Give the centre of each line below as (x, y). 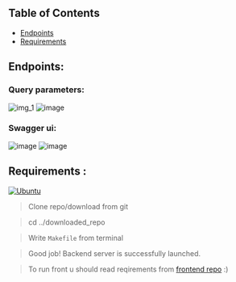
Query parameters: (46, 90)
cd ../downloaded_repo (66, 222)
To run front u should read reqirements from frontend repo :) (128, 269)
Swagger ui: (33, 128)
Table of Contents (54, 13)
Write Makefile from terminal (75, 238)
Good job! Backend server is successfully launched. (114, 253)
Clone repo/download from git (78, 206)
